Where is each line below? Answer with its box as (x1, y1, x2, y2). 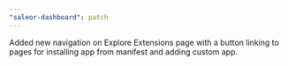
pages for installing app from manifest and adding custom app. (9, 46, 239, 57)
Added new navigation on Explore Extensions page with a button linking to (9, 37, 280, 48)
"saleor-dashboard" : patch (9, 12, 109, 22)
